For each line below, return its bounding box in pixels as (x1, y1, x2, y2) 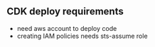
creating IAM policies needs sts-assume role (16, 32, 148, 40)
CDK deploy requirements (6, 6, 124, 18)
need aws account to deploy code (16, 24, 117, 32)
